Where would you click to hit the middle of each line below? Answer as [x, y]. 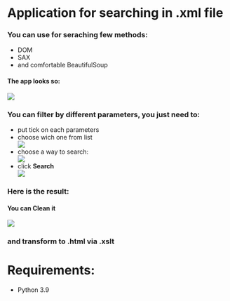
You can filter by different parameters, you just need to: [104, 114]
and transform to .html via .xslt [61, 241]
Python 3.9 [33, 290]
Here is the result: [38, 191]
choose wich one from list [55, 137]
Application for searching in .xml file [115, 13]
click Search [36, 166]
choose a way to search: [53, 152]
